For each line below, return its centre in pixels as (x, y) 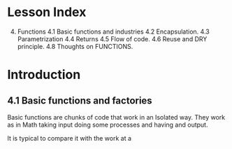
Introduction (44, 75)
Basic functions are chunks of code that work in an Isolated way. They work (116, 117)
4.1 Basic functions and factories (80, 100)
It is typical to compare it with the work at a (69, 138)
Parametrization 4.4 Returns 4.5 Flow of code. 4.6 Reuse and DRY (112, 38)
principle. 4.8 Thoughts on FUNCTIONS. (75, 46)
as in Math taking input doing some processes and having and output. (108, 125)
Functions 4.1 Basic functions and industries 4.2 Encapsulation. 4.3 (113, 31)
